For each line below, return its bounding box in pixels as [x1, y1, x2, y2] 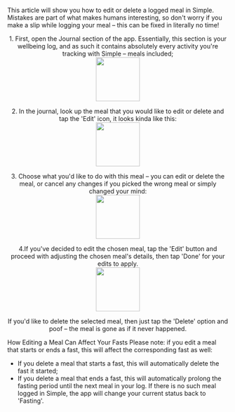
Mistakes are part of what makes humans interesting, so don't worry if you [7, 13, 222, 22]
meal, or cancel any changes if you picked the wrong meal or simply [19, 179, 217, 188]
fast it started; [17, 367, 58, 375]
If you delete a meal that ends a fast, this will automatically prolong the [17, 374, 222, 382]
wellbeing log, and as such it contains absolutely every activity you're [17, 42, 219, 50]
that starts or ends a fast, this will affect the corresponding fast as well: [7, 346, 213, 354]
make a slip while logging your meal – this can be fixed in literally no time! [7, 21, 220, 29]
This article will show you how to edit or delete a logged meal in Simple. [7, 6, 215, 14]
